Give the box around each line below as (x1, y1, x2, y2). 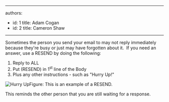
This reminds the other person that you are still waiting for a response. (5, 91, 151, 97)
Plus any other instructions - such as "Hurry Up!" (12, 71, 115, 77)
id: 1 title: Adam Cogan (12, 20, 59, 26)
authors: (5, 10, 23, 16)
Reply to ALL (12, 60, 39, 66)
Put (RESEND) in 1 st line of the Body (12, 65, 87, 72)
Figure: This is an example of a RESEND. (29, 81, 113, 87)
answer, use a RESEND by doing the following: (5, 50, 102, 56)
